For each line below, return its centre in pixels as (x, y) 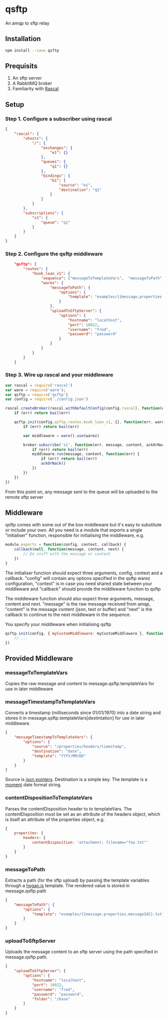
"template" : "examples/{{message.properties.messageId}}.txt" (98, 914)
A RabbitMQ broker (32, 83)
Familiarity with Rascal (35, 89)
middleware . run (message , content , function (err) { (86, 454)
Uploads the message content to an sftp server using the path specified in (82, 952)
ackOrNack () (53, 464)
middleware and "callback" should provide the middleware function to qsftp (83, 589)
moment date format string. (33, 785)
